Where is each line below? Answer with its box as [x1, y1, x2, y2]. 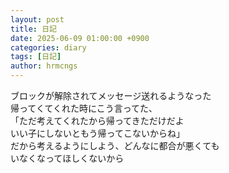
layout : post [10, 14, 65, 25]
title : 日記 [10, 24, 57, 34]
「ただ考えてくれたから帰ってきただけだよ [10, 115, 185, 126]
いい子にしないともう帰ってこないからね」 [10, 127, 185, 139]
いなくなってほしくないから [10, 152, 125, 164]
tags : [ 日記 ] [10, 52, 62, 62]
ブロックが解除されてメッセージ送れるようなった [10, 90, 212, 101]
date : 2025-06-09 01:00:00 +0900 [10, 33, 150, 43]
